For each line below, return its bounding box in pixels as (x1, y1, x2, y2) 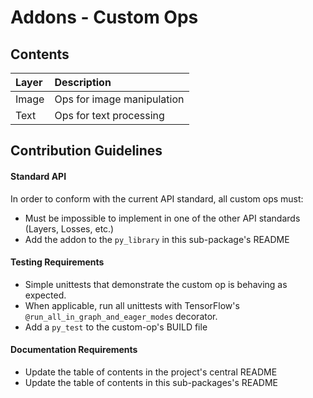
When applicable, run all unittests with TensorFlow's (24, 299, 240, 311)
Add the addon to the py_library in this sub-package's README (24, 233, 290, 245)
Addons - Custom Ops (10, 6, 199, 29)
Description (54, 76, 112, 89)
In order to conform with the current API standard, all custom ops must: (10, 192, 304, 205)
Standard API (10, 170, 67, 182)
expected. (24, 289, 67, 301)
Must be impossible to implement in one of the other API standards (24, 212, 301, 224)
